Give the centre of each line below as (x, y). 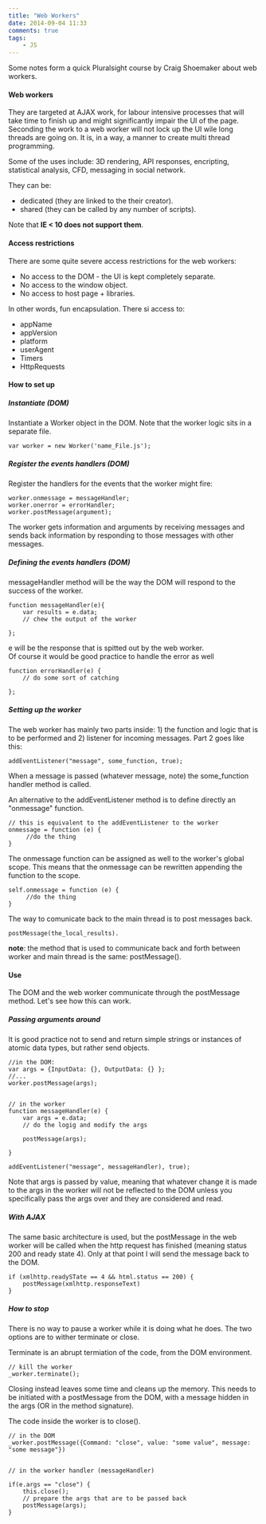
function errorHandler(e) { (55, 671)
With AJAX (27, 1216)
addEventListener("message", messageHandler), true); (100, 1167)
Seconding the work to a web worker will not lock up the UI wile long (121, 129)
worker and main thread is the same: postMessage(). (95, 956)
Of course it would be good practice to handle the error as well (111, 656)
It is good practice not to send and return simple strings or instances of (125, 1040)
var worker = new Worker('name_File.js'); (80, 446)
